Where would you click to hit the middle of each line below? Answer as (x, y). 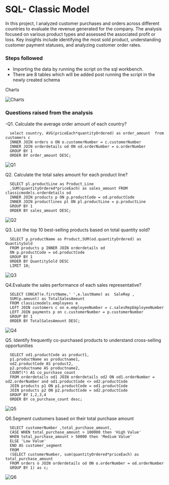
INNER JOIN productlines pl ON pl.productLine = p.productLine (78, 201)
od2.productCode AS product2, (41, 364)
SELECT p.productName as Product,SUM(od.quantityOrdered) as (76, 239)
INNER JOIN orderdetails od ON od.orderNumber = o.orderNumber (78, 146)
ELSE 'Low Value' (28, 441)
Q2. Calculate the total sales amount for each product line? (67, 175)
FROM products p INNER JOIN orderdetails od (57, 248)
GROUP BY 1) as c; (29, 468)
